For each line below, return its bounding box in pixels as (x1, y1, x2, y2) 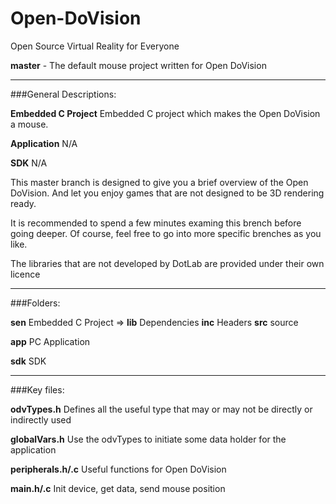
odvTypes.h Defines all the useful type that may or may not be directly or (10, 403, 313, 415)
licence (10, 268, 41, 280)
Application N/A (10, 137, 78, 149)
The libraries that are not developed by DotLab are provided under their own (10, 257, 325, 269)
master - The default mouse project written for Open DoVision (10, 59, 267, 71)
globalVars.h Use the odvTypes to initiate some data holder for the (10, 433, 287, 445)
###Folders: (10, 297, 61, 309)
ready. (10, 197, 37, 209)
